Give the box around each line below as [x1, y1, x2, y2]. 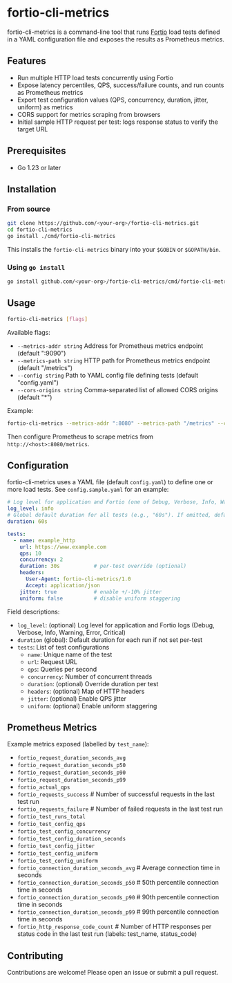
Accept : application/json [25, 582, 100, 589]
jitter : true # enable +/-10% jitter [19, 588, 162, 596]
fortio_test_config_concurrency [17, 828, 110, 835]
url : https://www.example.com [19, 543, 107, 551]
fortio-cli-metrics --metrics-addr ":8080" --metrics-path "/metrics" [7, 420, 215, 427]
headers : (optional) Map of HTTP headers [27, 687, 145, 695]
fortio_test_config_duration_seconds [17, 836, 126, 843]
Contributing [7, 950, 64, 962]
